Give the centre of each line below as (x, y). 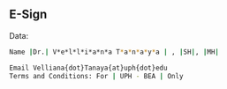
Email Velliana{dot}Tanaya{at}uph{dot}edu (88, 68)
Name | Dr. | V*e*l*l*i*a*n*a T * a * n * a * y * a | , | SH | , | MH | (114, 52)
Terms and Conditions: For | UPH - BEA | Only (96, 76)
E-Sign (28, 15)
